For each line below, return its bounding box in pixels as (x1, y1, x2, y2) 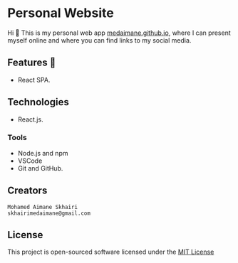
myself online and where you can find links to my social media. (7, 36, 192, 44)
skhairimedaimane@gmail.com (7, 210, 91, 217)
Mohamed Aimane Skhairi (7, 203, 78, 210)
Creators (7, 185, 48, 197)
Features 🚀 (7, 57, 56, 69)
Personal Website (7, 5, 114, 21)
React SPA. (17, 75, 51, 84)
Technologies (7, 96, 70, 108)
